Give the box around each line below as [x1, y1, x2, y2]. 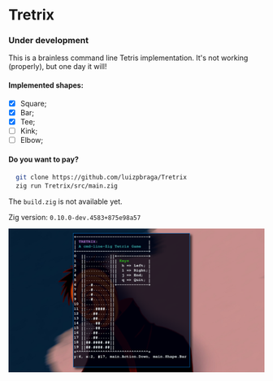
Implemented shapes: [8, 80, 84, 90]
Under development [8, 35, 89, 46]
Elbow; [19, 135, 43, 145]
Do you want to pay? [8, 154, 79, 164]
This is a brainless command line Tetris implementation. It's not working [8, 53, 249, 63]
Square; [19, 98, 47, 108]
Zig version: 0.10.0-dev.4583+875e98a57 [8, 212, 141, 222]
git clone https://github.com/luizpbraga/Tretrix [15, 173, 187, 182]
